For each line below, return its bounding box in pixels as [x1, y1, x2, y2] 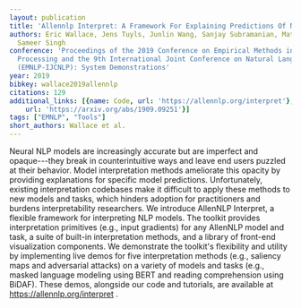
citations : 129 [9, 88, 66, 97]
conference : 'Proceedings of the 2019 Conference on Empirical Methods [9, 47, 282, 56]
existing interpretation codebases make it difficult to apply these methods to [9, 184, 291, 194]
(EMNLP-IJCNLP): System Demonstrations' [17, 64, 170, 73]
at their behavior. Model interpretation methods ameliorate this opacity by [9, 165, 280, 175]
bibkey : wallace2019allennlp [9, 80, 118, 89]
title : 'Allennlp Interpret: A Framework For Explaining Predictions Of [9, 21, 287, 30]
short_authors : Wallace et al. [9, 122, 126, 131]
